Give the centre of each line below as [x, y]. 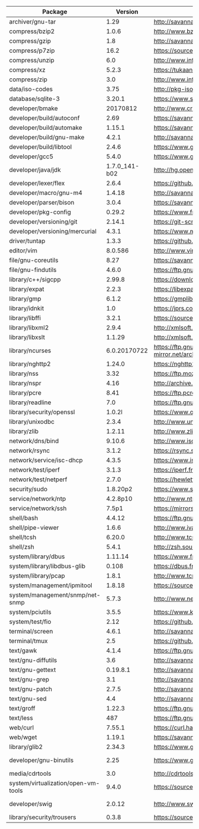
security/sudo [28, 489]
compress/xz [27, 70]
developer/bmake [33, 108]
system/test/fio [30, 622]
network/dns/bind [34, 441]
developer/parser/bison [42, 202]
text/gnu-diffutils [33, 660]
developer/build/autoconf [44, 118]
